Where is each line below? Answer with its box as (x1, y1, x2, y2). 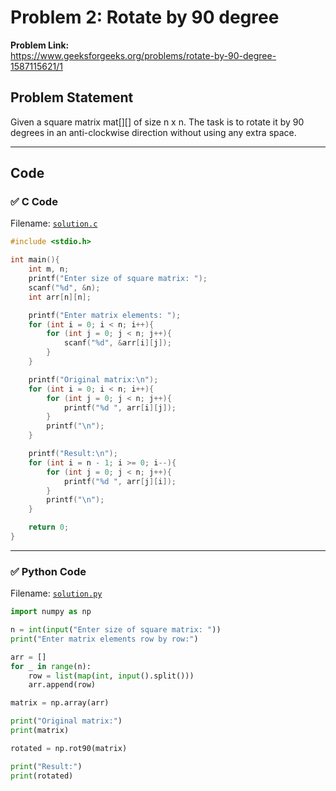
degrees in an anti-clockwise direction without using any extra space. (10, 126, 297, 138)
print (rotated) (10, 771, 74, 781)
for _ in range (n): (10, 661, 92, 671)
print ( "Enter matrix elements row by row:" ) (10, 634, 199, 644)
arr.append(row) (28, 680, 97, 690)
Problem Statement (10, 89, 134, 106)
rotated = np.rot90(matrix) (10, 743, 128, 753)
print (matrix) (10, 726, 70, 736)
